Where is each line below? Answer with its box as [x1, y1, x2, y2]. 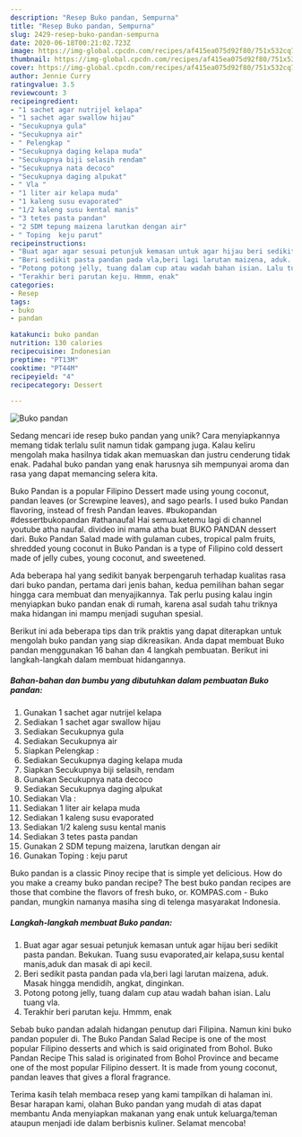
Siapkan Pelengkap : [22, 745, 99, 756]
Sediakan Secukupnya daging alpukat [22, 784, 163, 795]
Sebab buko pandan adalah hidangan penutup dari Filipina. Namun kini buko [10, 1024, 292, 1035]
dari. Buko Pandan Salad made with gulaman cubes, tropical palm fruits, [10, 534, 276, 545]
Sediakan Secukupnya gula [22, 726, 125, 737]
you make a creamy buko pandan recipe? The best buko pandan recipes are [10, 877, 291, 888]
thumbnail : [10, 55, 51, 64]
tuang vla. [22, 997, 61, 1008]
